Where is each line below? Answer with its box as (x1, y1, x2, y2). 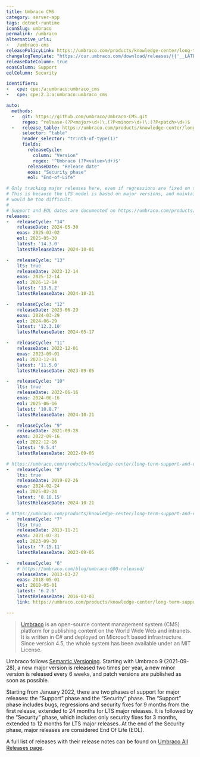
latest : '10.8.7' (17, 406, 60, 412)
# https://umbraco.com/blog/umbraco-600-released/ (17, 565, 145, 572)
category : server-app (6, 14, 60, 20)
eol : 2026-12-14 (17, 279, 58, 285)
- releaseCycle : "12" (6, 301, 65, 307)
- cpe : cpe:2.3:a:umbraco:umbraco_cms (6, 92, 108, 98)
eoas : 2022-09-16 (17, 433, 60, 439)
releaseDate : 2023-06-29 (17, 307, 79, 313)
